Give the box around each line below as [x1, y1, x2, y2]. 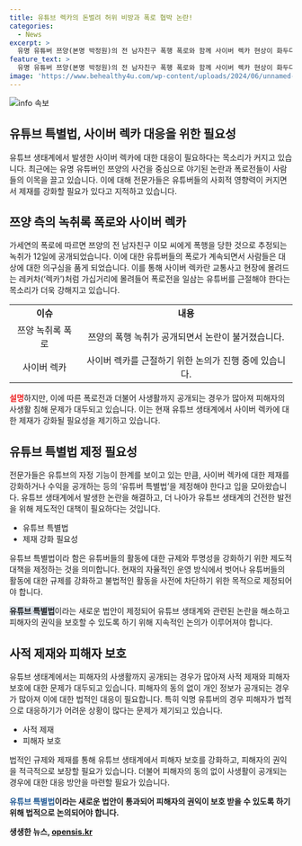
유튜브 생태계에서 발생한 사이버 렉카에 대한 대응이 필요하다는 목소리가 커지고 [9, 152, 276, 163]
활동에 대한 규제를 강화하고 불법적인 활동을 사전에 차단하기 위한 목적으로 [9, 575, 262, 586]
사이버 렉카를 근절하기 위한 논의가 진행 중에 [86, 354, 259, 367]
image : [9, 72, 34, 81]
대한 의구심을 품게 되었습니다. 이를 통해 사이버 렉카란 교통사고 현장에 [25, 263, 266, 273]
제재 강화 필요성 [22, 534, 78, 545]
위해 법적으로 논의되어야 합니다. [9, 807, 120, 818]
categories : [9, 22, 54, 31]
